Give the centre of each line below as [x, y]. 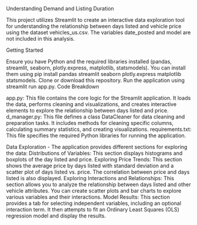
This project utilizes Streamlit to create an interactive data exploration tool [96, 20]
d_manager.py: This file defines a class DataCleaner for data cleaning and [96, 117]
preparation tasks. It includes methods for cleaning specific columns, [90, 123]
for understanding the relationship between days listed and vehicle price [94, 26]
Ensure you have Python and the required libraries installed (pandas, [89, 62]
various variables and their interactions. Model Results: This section [88, 197]
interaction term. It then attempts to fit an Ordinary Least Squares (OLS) [93, 209]
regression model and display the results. [56, 216]
